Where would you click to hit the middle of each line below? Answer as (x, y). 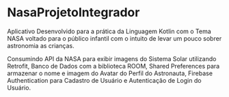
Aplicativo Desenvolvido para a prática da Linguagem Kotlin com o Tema (109, 31)
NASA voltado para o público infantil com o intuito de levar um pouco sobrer (114, 38)
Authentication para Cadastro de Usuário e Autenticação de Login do (104, 80)
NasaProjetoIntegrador (73, 13)
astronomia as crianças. (41, 45)
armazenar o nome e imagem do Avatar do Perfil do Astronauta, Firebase (110, 73)
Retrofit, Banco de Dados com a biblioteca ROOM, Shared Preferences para (113, 66)
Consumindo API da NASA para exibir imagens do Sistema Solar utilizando (112, 58)
